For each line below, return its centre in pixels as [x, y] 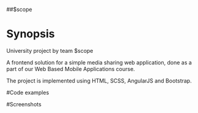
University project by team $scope [50, 50]
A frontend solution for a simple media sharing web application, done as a [99, 62]
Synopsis [31, 34]
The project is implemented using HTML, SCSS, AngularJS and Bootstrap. [99, 80]
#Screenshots [24, 104]
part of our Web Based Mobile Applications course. [71, 69]
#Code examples [28, 92]
